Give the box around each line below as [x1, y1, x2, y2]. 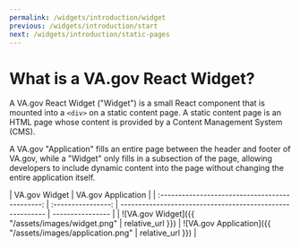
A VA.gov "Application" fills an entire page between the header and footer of [9, 144, 291, 155]
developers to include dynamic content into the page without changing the [9, 163, 285, 174]
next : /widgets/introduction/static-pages [9, 30, 170, 38]
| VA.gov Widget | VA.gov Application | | [9, 190, 157, 200]
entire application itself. [9, 172, 96, 183]
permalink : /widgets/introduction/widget [9, 13, 167, 22]
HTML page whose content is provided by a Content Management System [9, 117, 283, 128]
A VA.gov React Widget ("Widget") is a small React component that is [9, 98, 266, 108]
